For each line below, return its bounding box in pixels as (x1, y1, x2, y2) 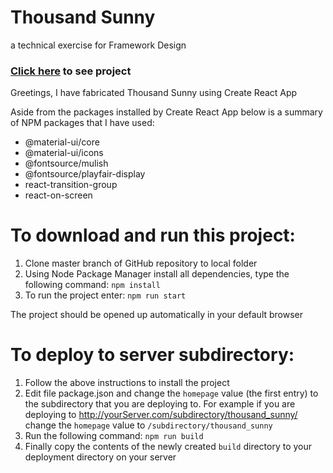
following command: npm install (24, 279, 161, 291)
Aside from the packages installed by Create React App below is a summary (10, 106, 323, 118)
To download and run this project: (10, 224, 296, 247)
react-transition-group (24, 179, 118, 191)
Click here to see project (10, 64, 132, 78)
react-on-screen (24, 189, 93, 201)
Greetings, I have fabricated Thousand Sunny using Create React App (10, 87, 298, 99)
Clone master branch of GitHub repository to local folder (24, 257, 258, 270)
